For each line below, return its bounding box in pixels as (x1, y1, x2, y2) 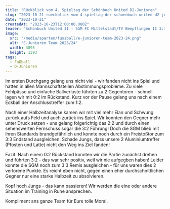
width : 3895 (10, 45, 35, 50)
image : (5, 31, 19, 36)
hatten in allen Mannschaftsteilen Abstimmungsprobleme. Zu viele (5, 83, 143, 89)
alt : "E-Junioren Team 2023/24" (10, 41, 78, 46)
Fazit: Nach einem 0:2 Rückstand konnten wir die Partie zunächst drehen (5, 152, 157, 158)
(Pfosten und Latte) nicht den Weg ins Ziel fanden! (5, 142, 110, 148)
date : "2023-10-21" (5, 17, 47, 22)
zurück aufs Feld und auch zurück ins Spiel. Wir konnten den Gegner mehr (5, 115, 161, 121)
